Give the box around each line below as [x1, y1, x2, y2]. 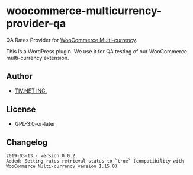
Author [6, 71, 33, 81]
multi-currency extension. [6, 54, 69, 61]
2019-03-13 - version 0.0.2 [6, 153, 76, 159]
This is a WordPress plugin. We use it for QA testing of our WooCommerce [6, 47, 188, 55]
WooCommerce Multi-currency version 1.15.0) [6, 163, 118, 170]
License [6, 104, 36, 114]
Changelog [6, 137, 48, 147]
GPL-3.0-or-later [14, 120, 56, 127]
